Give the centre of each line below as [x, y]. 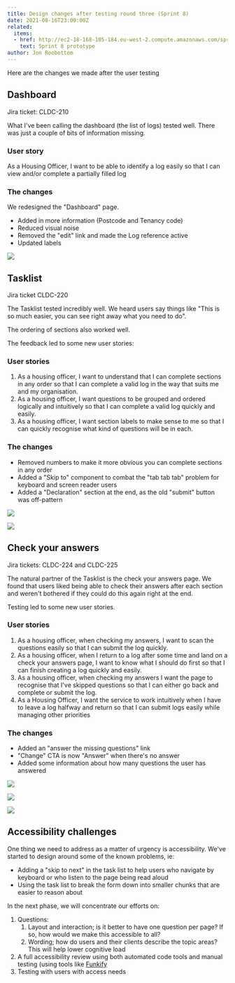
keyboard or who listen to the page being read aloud [93, 877]
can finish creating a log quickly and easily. [79, 670]
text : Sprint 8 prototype [58, 46]
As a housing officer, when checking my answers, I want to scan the [116, 640]
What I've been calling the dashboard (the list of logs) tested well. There [111, 125]
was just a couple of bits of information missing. [76, 133]
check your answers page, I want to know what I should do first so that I [121, 663]
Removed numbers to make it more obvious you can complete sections [120, 462]
